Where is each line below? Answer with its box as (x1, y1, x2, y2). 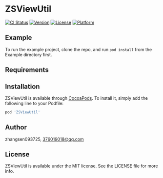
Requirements (5, 66, 49, 74)
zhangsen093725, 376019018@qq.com (5, 136, 84, 142)
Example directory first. (5, 52, 52, 57)
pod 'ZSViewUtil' (5, 109, 41, 115)
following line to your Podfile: (5, 100, 64, 106)
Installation (5, 82, 40, 90)
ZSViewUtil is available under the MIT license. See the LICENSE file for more (5, 163, 158, 169)
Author (5, 123, 27, 132)
